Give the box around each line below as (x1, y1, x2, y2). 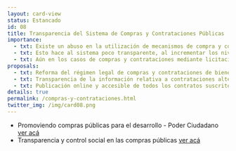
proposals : (7, 63, 39, 70)
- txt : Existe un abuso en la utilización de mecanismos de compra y (13, 43, 221, 50)
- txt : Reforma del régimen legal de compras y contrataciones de (13, 69, 212, 76)
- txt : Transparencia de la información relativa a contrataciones (13, 75, 216, 83)
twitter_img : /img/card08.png (7, 102, 96, 109)
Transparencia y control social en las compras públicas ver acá (17, 136, 201, 144)
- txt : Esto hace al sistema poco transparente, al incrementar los (13, 50, 218, 57)
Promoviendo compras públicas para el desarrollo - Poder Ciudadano (17, 121, 219, 129)
